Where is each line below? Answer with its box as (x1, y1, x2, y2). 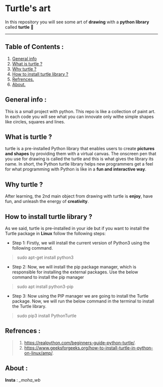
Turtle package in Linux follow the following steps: (5, 231, 106, 236)
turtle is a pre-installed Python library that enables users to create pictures (5, 146, 155, 151)
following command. (12, 245, 53, 251)
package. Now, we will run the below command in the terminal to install (12, 298, 154, 304)
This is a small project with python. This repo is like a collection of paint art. (5, 108, 156, 114)
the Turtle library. (12, 303, 47, 309)
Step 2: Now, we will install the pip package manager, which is (12, 264, 137, 269)
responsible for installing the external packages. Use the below (12, 269, 138, 275)
